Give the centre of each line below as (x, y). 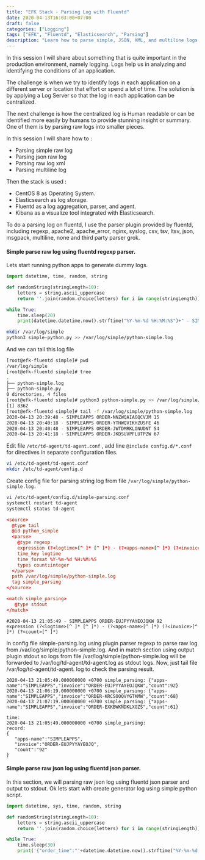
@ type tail (26, 525)
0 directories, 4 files (37, 395)
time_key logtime (39, 554)
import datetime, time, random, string (57, 276)
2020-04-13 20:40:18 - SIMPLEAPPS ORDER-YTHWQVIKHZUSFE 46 (83, 423)
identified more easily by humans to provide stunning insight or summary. (99, 120)
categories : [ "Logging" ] (38, 29)
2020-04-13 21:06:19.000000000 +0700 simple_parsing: (76, 691)
